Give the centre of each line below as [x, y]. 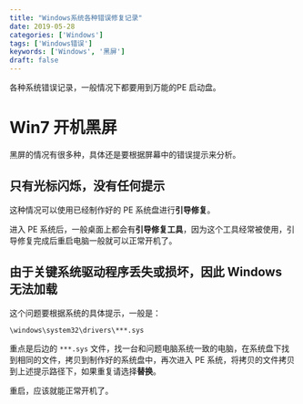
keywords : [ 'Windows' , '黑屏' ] [67, 52]
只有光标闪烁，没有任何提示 [87, 186]
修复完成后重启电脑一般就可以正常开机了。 [97, 240]
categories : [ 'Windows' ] [56, 35]
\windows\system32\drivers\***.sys [77, 330]
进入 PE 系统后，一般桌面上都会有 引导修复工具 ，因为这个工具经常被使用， [148, 229]
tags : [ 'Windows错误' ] [51, 43]
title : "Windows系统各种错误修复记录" [76, 18]
